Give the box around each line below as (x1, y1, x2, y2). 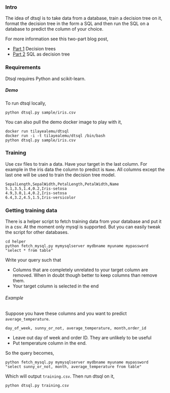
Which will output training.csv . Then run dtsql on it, (5, 373, 115, 379)
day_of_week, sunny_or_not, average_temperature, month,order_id (5, 326, 146, 331)
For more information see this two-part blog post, (5, 36, 109, 42)
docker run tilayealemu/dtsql (5, 128, 70, 134)
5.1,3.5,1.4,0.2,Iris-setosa (5, 186, 67, 191)
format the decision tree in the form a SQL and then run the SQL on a (5, 20, 149, 27)
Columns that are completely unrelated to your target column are (12, 267, 148, 273)
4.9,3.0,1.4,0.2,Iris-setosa (5, 190, 67, 196)
